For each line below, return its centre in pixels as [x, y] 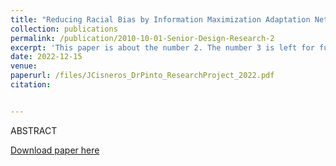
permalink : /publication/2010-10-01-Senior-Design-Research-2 [142, 38]
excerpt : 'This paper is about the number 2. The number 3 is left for [162, 47]
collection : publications [64, 29]
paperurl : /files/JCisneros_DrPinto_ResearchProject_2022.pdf [142, 76]
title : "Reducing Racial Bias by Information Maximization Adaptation [160, 19]
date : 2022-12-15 [46, 57]
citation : [31, 85]
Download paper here [55, 150]
